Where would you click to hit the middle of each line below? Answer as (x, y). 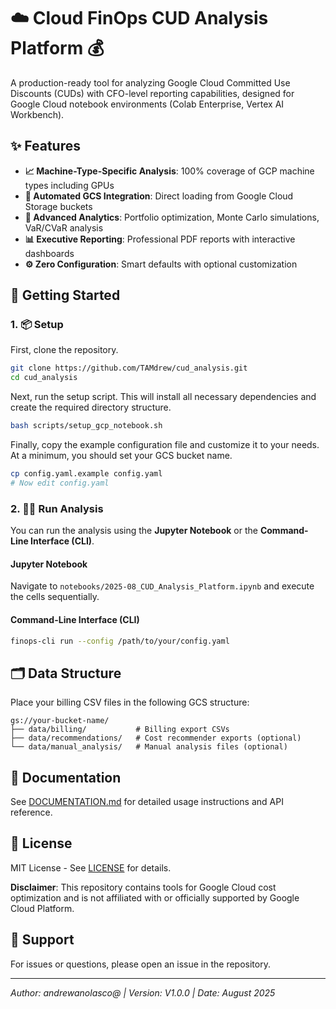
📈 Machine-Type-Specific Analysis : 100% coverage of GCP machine (169, 171)
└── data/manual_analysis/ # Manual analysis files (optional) (149, 747)
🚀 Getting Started (65, 295)
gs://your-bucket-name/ (60, 721)
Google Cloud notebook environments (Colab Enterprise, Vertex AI (147, 104)
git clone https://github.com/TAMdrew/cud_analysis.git (129, 368)
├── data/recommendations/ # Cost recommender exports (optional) (156, 738)
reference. (31, 812)
